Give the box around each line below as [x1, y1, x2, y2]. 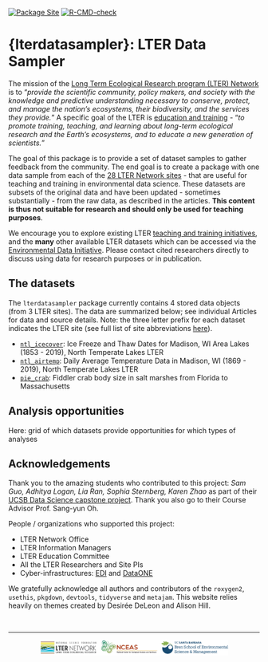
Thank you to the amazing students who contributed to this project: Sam [8, 479, 246, 488]
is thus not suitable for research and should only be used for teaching [8, 204, 244, 214]
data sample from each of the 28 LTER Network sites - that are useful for [8, 170, 247, 179]
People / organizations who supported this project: [8, 519, 175, 529]
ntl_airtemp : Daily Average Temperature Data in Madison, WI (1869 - [19, 356, 246, 365]
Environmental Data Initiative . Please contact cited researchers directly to [8, 245, 250, 254]
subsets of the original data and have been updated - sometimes [8, 187, 221, 197]
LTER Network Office [19, 534, 89, 544]
